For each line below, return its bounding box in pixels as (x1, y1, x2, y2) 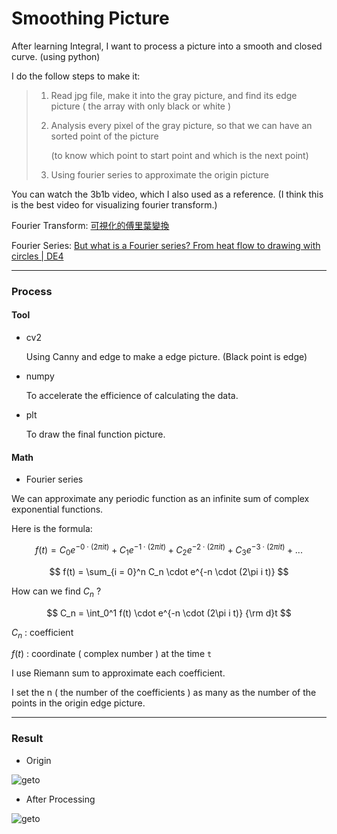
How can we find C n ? (11, 585, 102, 599)
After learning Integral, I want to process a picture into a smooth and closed (11, 40, 323, 52)
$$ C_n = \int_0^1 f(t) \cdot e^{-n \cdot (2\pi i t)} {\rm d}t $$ (46, 607, 292, 619)
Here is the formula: (11, 523, 93, 535)
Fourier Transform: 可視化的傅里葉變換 (11, 219, 170, 231)
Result (11, 732, 44, 746)
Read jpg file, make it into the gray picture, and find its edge (50, 89, 298, 101)
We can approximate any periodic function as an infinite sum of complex (11, 493, 310, 505)
